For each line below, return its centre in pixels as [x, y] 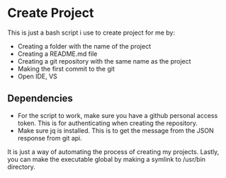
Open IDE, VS [38, 76]
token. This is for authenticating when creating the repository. [108, 123]
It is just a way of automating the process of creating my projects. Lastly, [113, 152]
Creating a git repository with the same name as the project [104, 61]
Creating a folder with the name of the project [84, 46]
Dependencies [40, 99]
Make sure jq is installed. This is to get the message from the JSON [115, 130]
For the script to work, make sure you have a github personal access [118, 115]
